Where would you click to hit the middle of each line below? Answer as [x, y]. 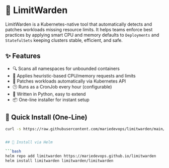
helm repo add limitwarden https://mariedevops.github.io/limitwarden [81, 156]
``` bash [13, 151]
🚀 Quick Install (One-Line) [46, 117]
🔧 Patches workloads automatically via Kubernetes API [69, 81]
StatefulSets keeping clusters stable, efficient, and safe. [64, 40]
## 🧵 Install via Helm [29, 142]
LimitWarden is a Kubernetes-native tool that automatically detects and [79, 24]
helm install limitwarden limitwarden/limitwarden [59, 161]
